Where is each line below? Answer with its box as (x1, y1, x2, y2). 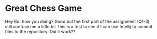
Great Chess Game (5, 3, 82, 14)
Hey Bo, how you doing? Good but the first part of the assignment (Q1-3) (5, 19, 150, 24)
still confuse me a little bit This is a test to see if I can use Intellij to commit (5, 23, 153, 29)
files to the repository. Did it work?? (5, 29, 76, 34)
